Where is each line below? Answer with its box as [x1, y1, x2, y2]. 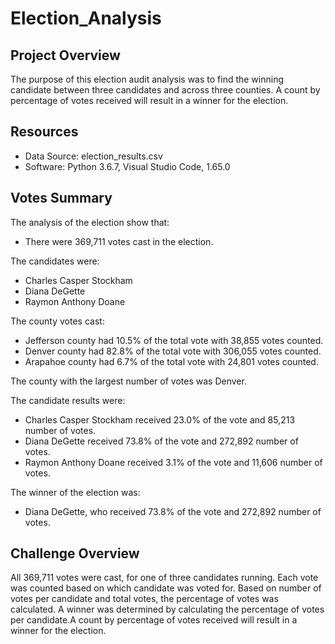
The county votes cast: [10, 315, 105, 327]
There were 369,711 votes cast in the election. [24, 235, 214, 247]
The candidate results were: [10, 394, 126, 406]
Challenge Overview [10, 545, 140, 562]
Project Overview [10, 47, 121, 64]
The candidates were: [10, 255, 100, 267]
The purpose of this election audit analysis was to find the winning [10, 73, 285, 85]
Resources [10, 123, 79, 141]
